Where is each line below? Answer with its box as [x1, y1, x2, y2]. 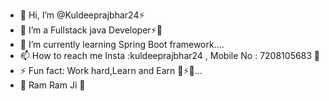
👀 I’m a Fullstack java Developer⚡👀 [19, 24, 163, 36]
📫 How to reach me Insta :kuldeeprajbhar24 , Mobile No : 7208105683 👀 [19, 50, 321, 61]
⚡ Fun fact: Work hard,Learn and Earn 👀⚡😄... [19, 65, 203, 76]
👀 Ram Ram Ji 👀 [19, 79, 86, 91]
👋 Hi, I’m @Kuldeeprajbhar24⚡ [19, 9, 145, 21]
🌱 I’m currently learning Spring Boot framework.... [19, 39, 225, 50]
